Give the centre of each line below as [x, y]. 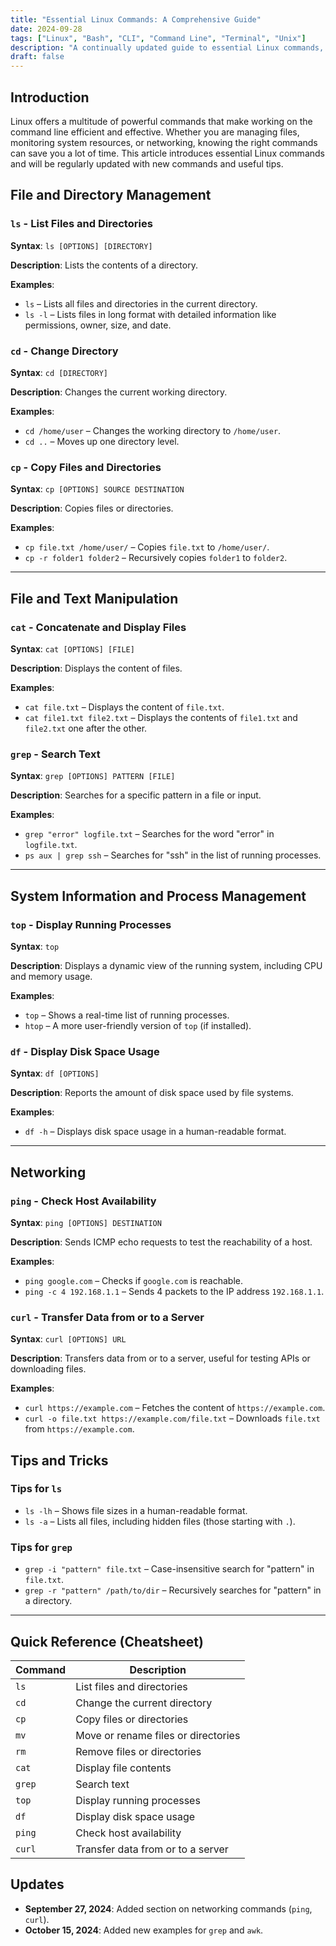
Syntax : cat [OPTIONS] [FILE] [72, 648]
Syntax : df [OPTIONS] [55, 1073]
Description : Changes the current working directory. [119, 392]
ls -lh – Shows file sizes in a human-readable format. [136, 1510]
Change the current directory [144, 1703]
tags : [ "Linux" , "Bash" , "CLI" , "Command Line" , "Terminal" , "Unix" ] [158, 38]
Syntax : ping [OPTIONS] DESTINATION [86, 1222]
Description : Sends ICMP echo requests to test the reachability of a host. [161, 1242]
